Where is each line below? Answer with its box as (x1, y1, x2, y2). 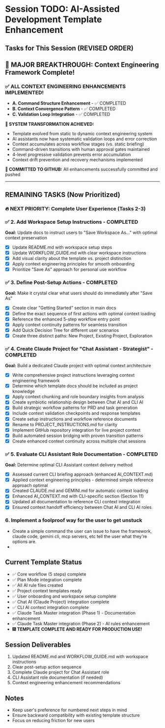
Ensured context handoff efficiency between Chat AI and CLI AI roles (12, 504, 152, 510)
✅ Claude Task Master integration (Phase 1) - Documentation (12, 610, 136, 615)
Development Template (5, 14, 102, 25)
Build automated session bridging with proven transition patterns (12, 433, 143, 438)
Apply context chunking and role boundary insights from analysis (12, 394, 144, 400)
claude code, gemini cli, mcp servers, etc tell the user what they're (12, 533, 147, 539)
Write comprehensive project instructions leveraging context (12, 372, 135, 378)
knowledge (12, 388, 35, 394)
